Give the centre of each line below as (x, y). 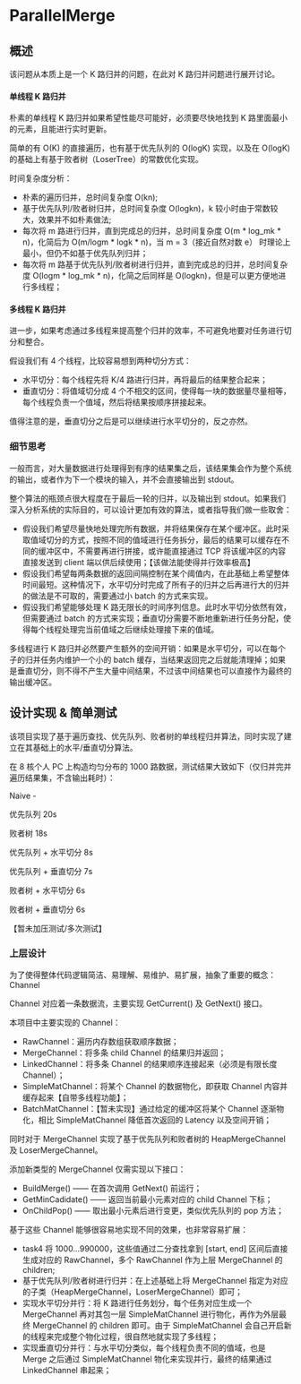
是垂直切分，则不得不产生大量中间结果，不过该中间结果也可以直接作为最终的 (150, 671)
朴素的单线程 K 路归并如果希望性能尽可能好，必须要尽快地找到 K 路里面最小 (149, 118)
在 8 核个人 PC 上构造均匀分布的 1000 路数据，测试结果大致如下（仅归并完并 (150, 766)
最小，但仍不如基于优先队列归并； (85, 254)
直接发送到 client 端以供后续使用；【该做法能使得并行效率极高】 (138, 562)
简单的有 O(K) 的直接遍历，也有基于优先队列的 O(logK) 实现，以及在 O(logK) (150, 148)
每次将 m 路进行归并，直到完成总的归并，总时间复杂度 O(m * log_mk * (151, 231)
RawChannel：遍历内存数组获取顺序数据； (100, 1041)
